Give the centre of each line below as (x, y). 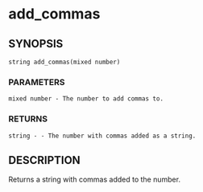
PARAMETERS (37, 82)
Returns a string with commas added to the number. (95, 180)
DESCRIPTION (44, 160)
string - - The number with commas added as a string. (102, 136)
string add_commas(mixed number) (64, 62)
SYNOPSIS (36, 44)
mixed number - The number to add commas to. (86, 99)
